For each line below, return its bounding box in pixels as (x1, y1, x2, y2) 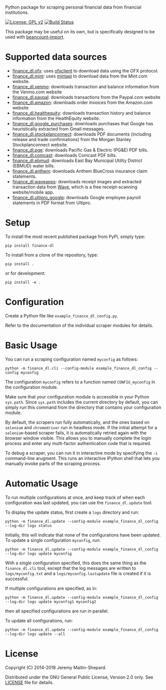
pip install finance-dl (5, 243, 55, 248)
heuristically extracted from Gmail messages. (12, 126, 105, 132)
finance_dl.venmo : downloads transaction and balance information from (12, 83, 160, 89)
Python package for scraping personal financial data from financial (5, 4, 142, 10)
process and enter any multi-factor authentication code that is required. (5, 440, 152, 446)
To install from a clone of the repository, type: (5, 252, 98, 258)
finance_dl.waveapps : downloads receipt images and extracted (12, 178, 142, 184)
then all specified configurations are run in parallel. (5, 608, 109, 614)
